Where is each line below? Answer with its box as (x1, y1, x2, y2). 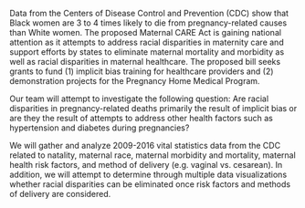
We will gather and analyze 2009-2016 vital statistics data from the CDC (9, 140, 281, 151)
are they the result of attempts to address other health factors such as (9, 113, 274, 123)
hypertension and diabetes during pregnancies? (9, 122, 190, 133)
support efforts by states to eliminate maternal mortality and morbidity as (9, 47, 285, 57)
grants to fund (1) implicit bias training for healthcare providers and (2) (9, 66, 274, 77)
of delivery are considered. (9, 189, 111, 199)
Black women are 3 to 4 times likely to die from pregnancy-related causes (9, 17, 288, 28)
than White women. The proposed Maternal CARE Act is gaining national (9, 27, 281, 37)
